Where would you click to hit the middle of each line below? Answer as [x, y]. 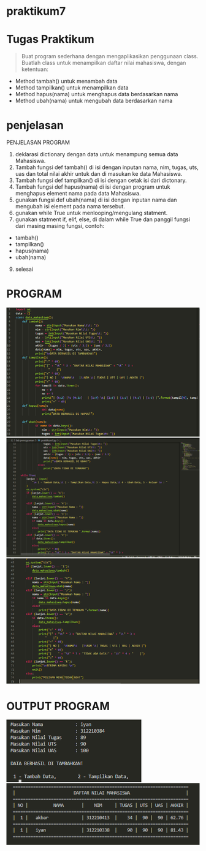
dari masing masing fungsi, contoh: [60, 226]
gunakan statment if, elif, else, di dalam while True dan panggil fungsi [103, 219]
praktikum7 [36, 11]
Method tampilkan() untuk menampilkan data [72, 88]
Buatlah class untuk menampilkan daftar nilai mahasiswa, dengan [104, 63]
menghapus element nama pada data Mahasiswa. [78, 194]
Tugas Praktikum [51, 40]
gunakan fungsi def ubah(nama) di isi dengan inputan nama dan [96, 200]
